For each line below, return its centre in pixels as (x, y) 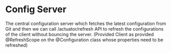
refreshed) (17, 45)
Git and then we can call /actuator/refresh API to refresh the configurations (84, 29)
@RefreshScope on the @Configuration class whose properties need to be (84, 40)
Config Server (36, 9)
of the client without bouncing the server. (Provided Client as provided (80, 34)
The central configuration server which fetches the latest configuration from (86, 23)
